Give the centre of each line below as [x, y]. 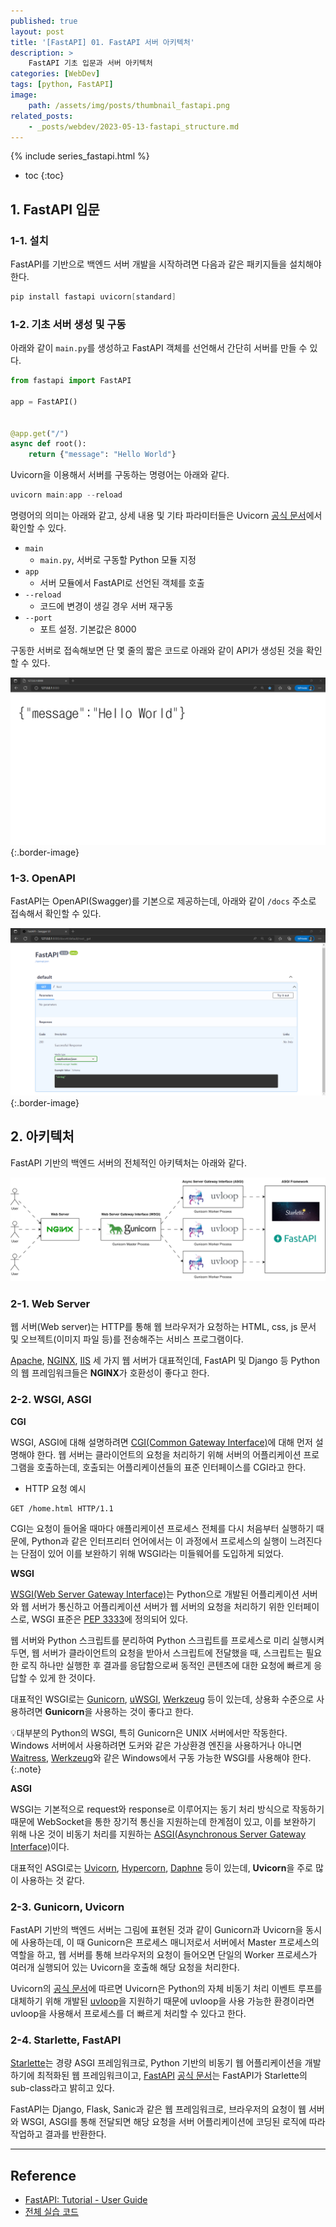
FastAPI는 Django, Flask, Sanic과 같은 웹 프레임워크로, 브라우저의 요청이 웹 [158, 2109]
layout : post [37, 31]
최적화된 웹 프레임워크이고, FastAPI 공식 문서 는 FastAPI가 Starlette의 [172, 2076]
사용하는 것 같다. [52, 1880]
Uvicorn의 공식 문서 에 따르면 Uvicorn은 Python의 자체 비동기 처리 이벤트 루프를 [166, 1988]
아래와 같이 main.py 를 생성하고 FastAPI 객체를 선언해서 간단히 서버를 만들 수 [159, 348]
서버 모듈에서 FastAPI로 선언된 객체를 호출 [122, 583]
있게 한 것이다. [67, 1677]
